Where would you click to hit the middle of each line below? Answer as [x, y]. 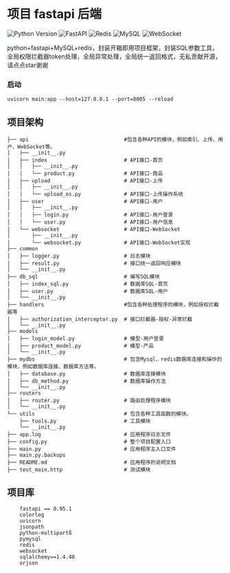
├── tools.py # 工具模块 [85, 421]
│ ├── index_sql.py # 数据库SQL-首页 [88, 284]
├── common [23, 249]
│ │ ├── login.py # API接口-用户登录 [90, 215]
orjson [29, 563]
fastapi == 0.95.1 [46, 509]
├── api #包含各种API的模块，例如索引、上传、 [113, 140]
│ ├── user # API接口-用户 [85, 202]
